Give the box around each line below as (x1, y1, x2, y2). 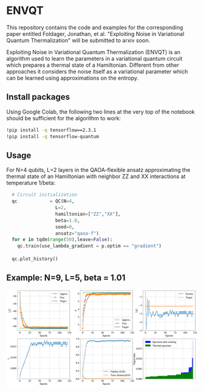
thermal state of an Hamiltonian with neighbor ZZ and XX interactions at (6, 173, 186, 180)
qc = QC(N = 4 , (12, 198, 75, 204)
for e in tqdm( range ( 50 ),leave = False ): (12, 236, 113, 243)
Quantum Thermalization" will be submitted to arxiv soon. (6, 36, 151, 44)
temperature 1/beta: (6, 179, 56, 187)
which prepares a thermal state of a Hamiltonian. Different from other (6, 61, 179, 69)
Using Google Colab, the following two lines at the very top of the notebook (6, 108, 195, 115)
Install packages (6, 92, 70, 102)
